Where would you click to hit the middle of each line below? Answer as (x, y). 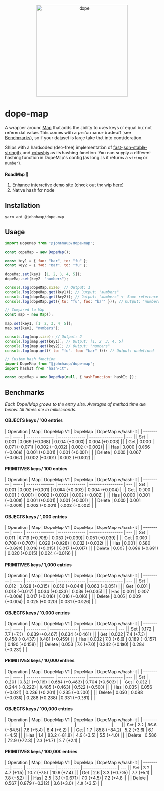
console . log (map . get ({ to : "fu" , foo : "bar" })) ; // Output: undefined (80, 351)
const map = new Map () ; (29, 315)
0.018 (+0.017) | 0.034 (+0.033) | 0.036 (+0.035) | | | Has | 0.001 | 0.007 (77, 591)
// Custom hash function (30, 359)
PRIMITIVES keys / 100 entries (36, 468)
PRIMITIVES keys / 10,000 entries (40, 661)
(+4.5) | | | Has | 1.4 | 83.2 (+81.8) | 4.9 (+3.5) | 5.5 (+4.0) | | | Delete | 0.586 (81, 735)
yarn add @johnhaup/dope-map (35, 217)
